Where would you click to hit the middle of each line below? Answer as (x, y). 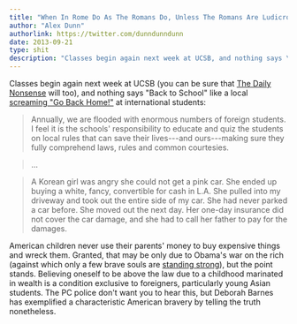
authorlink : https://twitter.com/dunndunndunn (96, 34)
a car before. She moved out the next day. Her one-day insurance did (157, 210)
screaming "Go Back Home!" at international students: (107, 102)
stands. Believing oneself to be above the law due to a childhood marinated (146, 274)
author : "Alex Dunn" (47, 26)
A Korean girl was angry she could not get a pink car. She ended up (154, 181)
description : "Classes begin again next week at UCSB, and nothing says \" (152, 58)
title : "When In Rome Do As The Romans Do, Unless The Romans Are (134, 17)
